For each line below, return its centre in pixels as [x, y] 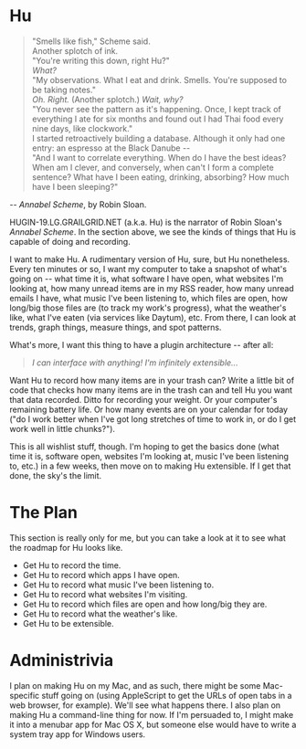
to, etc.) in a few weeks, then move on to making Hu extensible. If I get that [150, 466]
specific [25, 695]
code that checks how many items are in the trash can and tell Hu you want [151, 390]
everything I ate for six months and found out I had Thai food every [158, 119]
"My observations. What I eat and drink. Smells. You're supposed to [159, 79]
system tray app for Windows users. [78, 734]
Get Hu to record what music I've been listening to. [118, 585]
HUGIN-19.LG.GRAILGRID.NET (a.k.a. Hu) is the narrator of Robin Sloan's [146, 222]
